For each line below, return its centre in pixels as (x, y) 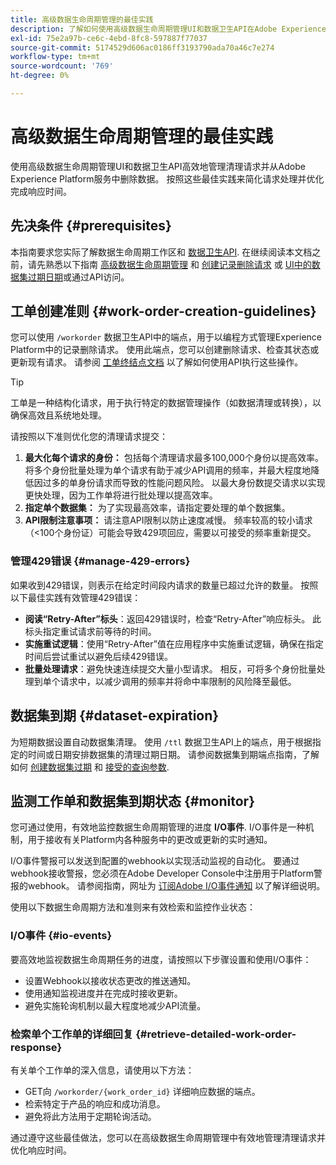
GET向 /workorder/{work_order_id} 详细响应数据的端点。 (142, 1091)
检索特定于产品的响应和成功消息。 (95, 1103)
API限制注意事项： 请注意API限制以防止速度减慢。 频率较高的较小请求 (168, 520)
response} (36, 1047)
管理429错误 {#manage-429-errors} (100, 561)
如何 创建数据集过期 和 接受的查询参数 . (90, 767)
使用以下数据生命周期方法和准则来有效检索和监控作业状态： (133, 907)
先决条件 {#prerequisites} (91, 226)
